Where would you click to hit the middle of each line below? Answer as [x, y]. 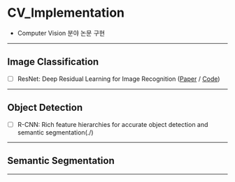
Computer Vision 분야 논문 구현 [61, 33]
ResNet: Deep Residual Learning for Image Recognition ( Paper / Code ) [119, 79]
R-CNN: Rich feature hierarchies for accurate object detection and [113, 124]
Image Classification [53, 62]
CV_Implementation [66, 13]
